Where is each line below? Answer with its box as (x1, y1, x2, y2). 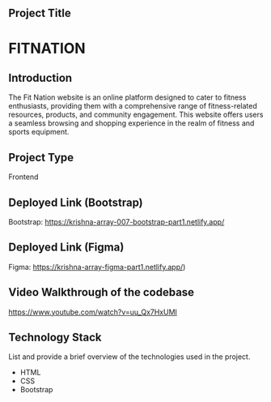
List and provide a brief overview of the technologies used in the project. (8, 352, 251, 361)
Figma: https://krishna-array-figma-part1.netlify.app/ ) (8, 262, 186, 272)
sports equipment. (8, 127, 70, 137)
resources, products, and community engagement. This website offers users (8, 109, 264, 120)
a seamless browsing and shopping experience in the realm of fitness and (8, 118, 255, 128)
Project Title (8, 6, 71, 20)
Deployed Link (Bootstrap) (8, 195, 143, 209)
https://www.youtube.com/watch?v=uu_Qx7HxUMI (8, 307, 178, 317)
